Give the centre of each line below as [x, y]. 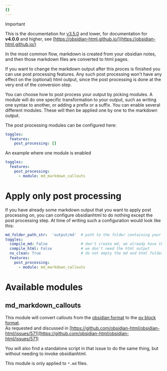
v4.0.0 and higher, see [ [30, 39]
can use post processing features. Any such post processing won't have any [83, 74]
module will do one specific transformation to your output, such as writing [81, 100]
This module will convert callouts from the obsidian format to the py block [81, 317]
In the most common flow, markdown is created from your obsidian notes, [81, 54]
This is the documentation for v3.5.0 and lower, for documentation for [76, 33]
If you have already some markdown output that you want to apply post [78, 210]
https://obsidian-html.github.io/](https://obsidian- [105, 39]
